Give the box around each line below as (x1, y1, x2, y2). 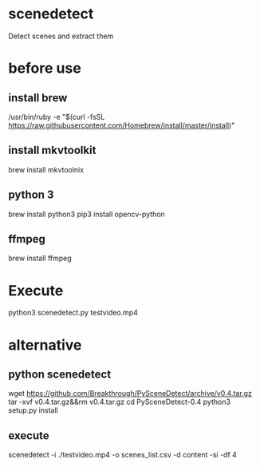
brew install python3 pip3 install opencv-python (8, 209, 165, 219)
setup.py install (8, 406, 58, 415)
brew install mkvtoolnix (8, 164, 85, 174)
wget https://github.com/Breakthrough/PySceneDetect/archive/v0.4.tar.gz (8, 389, 253, 398)
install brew (8, 91, 68, 105)
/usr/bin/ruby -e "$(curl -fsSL (8, 112, 105, 121)
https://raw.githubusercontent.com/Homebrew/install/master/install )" (8, 121, 235, 130)
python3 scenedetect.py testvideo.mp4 (8, 308, 138, 318)
